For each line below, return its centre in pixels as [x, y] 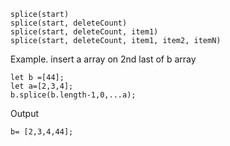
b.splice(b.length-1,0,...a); [73, 95]
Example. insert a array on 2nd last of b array [103, 59]
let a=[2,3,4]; [42, 86]
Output [24, 113]
